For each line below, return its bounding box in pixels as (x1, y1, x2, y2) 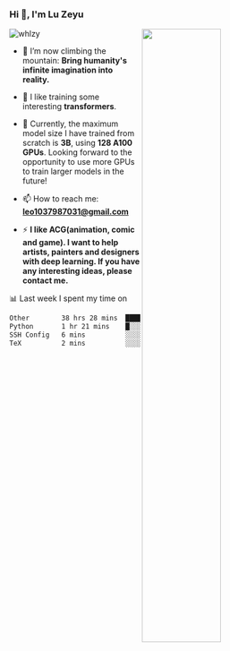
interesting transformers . (21, 101, 117, 112)
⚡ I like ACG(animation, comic (21, 224, 136, 236)
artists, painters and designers (21, 246, 141, 258)
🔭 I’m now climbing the (21, 46, 106, 56)
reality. (21, 74, 50, 85)
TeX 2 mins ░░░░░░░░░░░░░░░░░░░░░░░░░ (9, 338, 226, 347)
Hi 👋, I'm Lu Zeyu (9, 8, 84, 21)
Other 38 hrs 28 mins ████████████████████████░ (9, 313, 226, 323)
